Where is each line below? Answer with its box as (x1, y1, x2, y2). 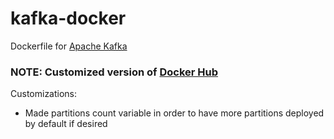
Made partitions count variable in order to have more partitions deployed (24, 107, 325, 119)
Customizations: (10, 88, 78, 100)
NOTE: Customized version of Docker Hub (10, 65, 219, 79)
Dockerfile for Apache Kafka (10, 40, 128, 52)
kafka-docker (10, 7, 127, 30)
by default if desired (24, 118, 108, 130)
